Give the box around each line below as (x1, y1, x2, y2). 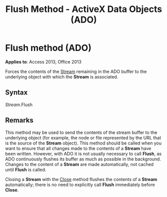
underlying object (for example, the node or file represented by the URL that (5, 134, 162, 140)
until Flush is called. (5, 166, 46, 172)
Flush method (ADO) (5, 42, 92, 53)
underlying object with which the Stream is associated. (5, 73, 119, 79)
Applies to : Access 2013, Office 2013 (5, 58, 82, 64)
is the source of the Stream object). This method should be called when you (5, 140, 162, 146)
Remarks (5, 116, 34, 124)
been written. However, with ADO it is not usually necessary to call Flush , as (5, 150, 162, 156)
